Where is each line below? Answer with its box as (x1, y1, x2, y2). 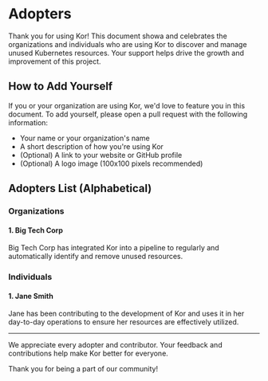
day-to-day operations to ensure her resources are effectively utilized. (8, 317, 239, 327)
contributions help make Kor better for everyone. (8, 348, 169, 359)
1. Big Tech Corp (8, 225, 64, 235)
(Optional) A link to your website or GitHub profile (19, 150, 183, 159)
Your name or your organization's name (19, 133, 150, 143)
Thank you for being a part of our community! (8, 364, 158, 374)
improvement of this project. (8, 57, 101, 66)
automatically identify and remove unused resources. (8, 252, 183, 261)
